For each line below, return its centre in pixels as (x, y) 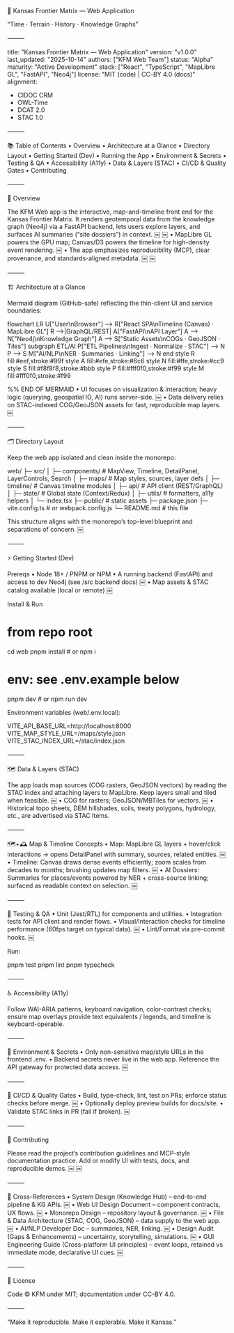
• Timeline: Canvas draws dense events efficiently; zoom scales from (107, 862)
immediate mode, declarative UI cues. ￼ (65, 1252)
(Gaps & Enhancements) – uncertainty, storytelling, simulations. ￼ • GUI (111, 1236)
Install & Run (25, 604)
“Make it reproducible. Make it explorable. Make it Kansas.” (92, 1322)
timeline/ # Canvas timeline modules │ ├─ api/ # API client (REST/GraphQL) (115, 486)
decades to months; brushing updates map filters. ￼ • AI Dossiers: (103, 869)
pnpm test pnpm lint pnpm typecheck (61, 965)
